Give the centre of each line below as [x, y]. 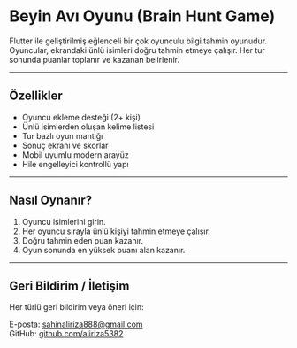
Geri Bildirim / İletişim [69, 286]
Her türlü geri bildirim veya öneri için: [76, 307]
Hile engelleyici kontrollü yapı [76, 164]
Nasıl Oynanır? [51, 201]
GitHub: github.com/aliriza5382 [66, 334]
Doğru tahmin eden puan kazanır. [83, 240]
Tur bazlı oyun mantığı [62, 135]
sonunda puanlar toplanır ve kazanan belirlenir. [94, 59]
